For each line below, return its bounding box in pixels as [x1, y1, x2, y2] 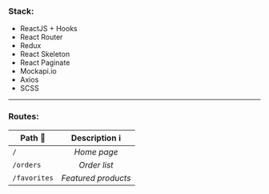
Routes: [8, 111, 39, 122]
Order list [78, 159, 114, 170]
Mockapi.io [19, 67, 58, 76]
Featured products [61, 172, 131, 184]
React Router [19, 32, 63, 42]
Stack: [8, 6, 34, 17]
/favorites [12, 173, 54, 182]
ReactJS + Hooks [19, 24, 78, 34]
